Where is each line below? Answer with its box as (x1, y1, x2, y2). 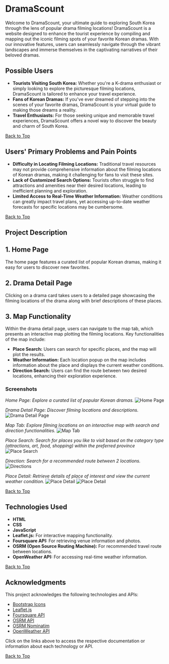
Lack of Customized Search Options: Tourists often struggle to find (12, 177, 154, 183)
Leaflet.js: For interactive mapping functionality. (12, 532, 114, 538)
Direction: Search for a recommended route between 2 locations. (5, 458, 141, 464)
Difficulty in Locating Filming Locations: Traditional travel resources (12, 161, 156, 167)
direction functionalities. (5, 428, 55, 434)
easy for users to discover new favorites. (5, 264, 90, 270)
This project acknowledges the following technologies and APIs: (5, 592, 139, 598)
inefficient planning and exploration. (12, 187, 88, 194)
